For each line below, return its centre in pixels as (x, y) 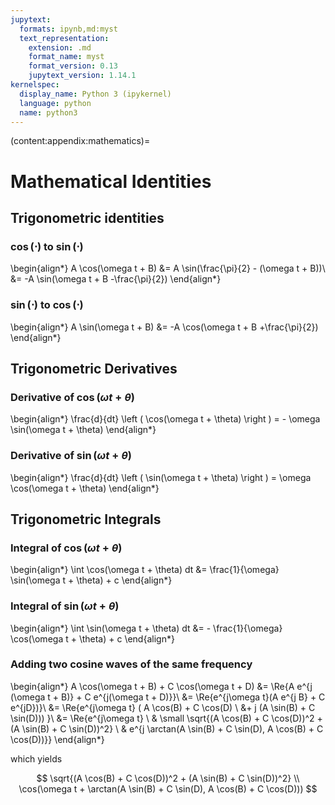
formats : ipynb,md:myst (68, 29)
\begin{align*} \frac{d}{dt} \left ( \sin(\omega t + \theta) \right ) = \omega (161, 477)
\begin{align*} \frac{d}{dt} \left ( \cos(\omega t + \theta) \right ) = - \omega (165, 419)
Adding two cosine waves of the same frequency (131, 664)
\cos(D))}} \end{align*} (57, 739)
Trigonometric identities (87, 217)
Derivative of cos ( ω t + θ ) (72, 397)
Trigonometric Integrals (86, 519)
